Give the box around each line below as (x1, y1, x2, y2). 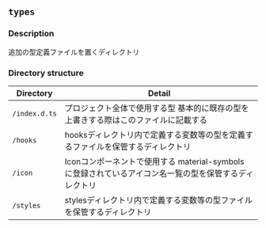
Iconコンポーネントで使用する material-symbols (64, 156, 245, 167)
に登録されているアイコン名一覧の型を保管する (64, 168, 239, 179)
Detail (147, 87, 171, 98)
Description (8, 28, 55, 39)
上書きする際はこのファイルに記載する (64, 114, 208, 125)
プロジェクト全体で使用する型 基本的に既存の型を (64, 102, 249, 113)
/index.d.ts (12, 108, 58, 118)
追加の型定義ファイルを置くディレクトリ (8, 47, 140, 56)
